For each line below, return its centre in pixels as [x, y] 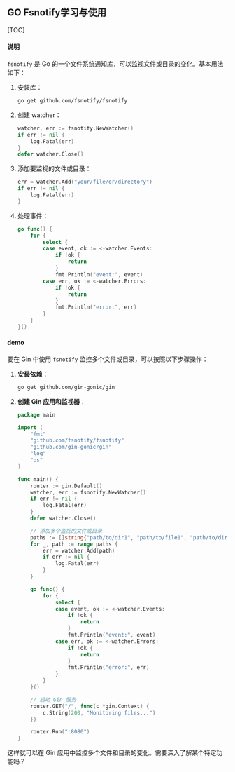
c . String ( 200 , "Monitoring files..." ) [99, 713]
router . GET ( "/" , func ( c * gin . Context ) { [90, 706]
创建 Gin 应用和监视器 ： [51, 401]
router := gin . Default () [66, 486]
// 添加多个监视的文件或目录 [66, 531]
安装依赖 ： [33, 374]
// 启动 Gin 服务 [54, 700]
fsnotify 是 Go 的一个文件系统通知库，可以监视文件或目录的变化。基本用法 [115, 64]
